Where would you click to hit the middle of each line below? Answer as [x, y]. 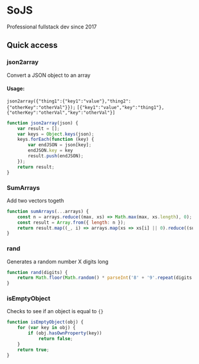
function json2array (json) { [43, 123]
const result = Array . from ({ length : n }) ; [72, 223]
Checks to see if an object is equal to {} [55, 311]
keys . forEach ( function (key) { [56, 140]
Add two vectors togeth [35, 200]
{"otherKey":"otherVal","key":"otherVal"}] [61, 112]
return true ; [33, 350]
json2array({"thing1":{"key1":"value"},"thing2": [69, 101]
